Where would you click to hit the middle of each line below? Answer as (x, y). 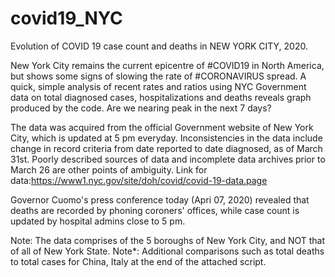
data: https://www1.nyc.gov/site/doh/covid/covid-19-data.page (139, 180)
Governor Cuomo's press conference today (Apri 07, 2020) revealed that (160, 199)
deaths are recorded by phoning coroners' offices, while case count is (155, 210)
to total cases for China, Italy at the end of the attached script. (138, 261)
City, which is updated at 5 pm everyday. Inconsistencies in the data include (166, 138)
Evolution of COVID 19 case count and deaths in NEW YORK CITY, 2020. (159, 46)
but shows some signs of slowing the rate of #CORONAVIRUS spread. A (158, 76)
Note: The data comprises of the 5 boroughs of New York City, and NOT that (168, 240)
